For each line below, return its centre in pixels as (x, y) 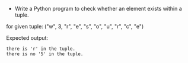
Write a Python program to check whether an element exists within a (98, 9)
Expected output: (27, 38)
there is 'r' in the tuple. (41, 49)
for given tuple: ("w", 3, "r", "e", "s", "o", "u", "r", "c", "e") (75, 26)
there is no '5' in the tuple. (45, 54)
